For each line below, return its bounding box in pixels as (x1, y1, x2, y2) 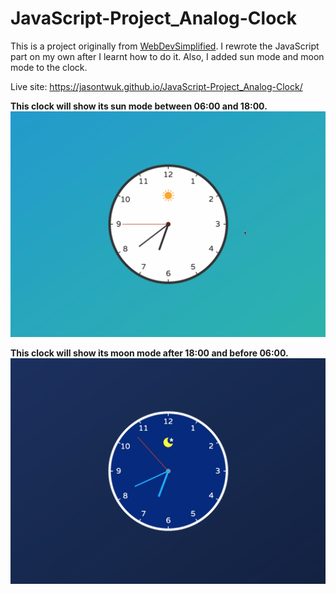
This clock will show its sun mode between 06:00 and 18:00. (10, 100, 268, 112)
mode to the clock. (10, 61, 88, 73)
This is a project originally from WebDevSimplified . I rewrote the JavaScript (10, 40, 320, 52)
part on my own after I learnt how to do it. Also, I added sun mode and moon (10, 50, 325, 62)
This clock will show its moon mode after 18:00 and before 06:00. (10, 347, 289, 359)
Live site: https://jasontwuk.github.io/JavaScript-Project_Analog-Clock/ (10, 80, 303, 92)
